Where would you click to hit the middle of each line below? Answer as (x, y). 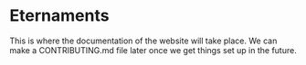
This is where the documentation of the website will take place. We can (143, 41)
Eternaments (59, 16)
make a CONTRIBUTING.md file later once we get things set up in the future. (153, 50)
